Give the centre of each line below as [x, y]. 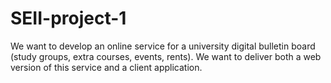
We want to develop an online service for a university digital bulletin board [163, 46]
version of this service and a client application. [106, 67]
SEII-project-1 [68, 18]
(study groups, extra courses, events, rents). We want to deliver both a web [166, 56]
